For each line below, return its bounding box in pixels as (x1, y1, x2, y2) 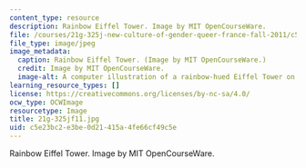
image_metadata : (9, 47, 71, 56)
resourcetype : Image (9, 106, 88, 115)
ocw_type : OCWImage (9, 97, 84, 107)
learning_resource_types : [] (9, 81, 120, 90)
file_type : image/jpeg (9, 38, 96, 48)
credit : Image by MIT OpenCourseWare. (17, 64, 166, 74)
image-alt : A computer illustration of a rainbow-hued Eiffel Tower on (17, 73, 296, 82)
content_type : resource (9, 13, 100, 23)
